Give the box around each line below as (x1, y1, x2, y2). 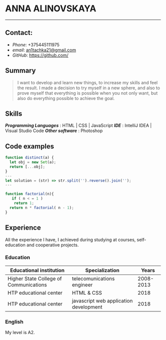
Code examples (5, 142, 54, 150)
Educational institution (10, 267, 65, 273)
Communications (7, 281, 47, 288)
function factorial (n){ (5, 192, 54, 197)
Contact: (5, 29, 33, 37)
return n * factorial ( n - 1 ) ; (9, 205, 74, 210)
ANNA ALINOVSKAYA (5, 3, 96, 14)
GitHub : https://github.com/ (12, 52, 69, 58)
